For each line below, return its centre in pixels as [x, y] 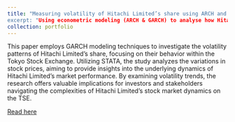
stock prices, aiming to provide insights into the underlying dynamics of [110, 69]
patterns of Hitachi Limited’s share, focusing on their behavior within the [111, 54]
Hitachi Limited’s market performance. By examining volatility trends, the [112, 76]
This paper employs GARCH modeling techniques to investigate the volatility [117, 47]
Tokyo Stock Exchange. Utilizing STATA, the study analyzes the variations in [116, 61]
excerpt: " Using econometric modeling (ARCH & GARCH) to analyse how [111, 20]
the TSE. [20, 98]
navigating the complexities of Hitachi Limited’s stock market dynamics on [114, 91]
